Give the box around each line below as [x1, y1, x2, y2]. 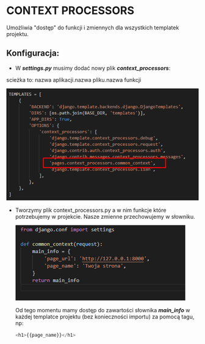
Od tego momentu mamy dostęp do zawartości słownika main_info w [15, 306, 190, 313]
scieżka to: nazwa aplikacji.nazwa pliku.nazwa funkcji [6, 76, 142, 83]
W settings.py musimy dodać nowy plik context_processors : [15, 64, 171, 71]
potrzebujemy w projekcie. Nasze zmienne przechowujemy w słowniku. [15, 213, 195, 220]
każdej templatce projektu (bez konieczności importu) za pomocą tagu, [15, 313, 195, 320]
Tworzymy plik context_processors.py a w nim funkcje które [15, 206, 167, 214]
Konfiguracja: [6, 48, 60, 59]
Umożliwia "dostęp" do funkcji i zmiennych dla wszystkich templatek [6, 24, 179, 31]
